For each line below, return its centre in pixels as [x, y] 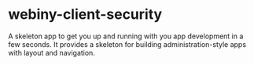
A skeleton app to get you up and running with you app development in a [126, 36]
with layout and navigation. [52, 52]
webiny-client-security [85, 14]
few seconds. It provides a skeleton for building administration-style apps [127, 44]
